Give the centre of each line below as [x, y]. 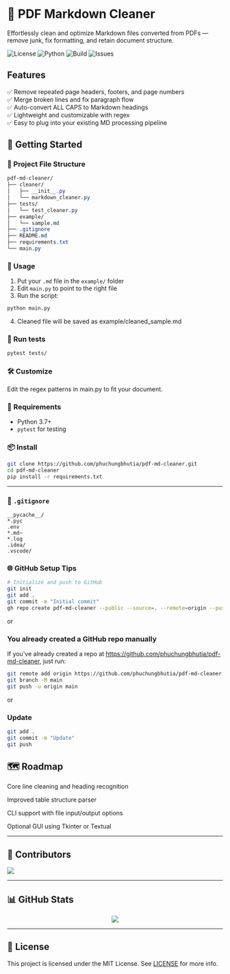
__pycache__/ [26, 515]
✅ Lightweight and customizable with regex [68, 115]
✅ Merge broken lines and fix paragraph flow [71, 100]
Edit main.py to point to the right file [67, 288]
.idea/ [16, 545]
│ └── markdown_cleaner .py [49, 198]
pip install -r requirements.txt [55, 476]
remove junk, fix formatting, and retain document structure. [91, 40]
